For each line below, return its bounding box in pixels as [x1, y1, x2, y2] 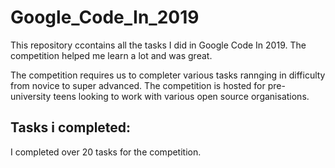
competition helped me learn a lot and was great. [10, 49, 213, 61]
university [10, 90, 52, 102]
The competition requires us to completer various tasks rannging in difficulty [10, 69, 326, 81]
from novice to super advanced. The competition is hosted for [10, 79, 266, 91]
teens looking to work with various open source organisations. [53, 90, 310, 102]
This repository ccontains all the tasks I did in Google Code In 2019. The [10, 39, 307, 51]
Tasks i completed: [10, 119, 132, 136]
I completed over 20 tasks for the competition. [10, 146, 202, 158]
